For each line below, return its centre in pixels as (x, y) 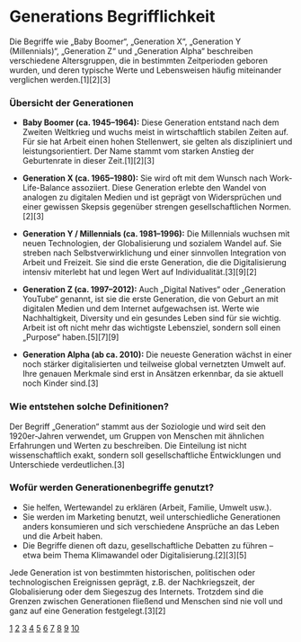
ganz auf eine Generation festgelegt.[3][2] (88, 611)
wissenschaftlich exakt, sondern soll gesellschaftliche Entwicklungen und (145, 455)
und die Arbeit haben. (62, 536)
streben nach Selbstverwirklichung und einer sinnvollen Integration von (154, 253)
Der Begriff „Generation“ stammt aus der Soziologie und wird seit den (138, 426)
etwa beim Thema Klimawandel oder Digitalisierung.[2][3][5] (134, 555)
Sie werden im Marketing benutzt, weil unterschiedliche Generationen (151, 517)
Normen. (275, 207)
